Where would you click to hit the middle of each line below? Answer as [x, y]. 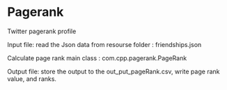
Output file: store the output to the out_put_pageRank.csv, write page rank [113, 71]
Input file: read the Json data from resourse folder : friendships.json [104, 44]
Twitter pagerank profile [42, 31]
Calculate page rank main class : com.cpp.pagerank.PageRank [97, 58]
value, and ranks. [32, 79]
